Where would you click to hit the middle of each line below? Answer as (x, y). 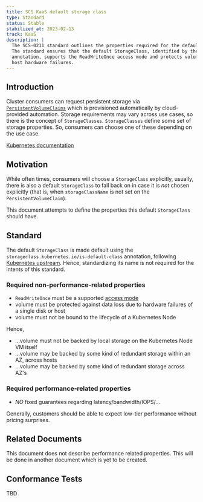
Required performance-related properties (69, 389)
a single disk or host (40, 311)
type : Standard (25, 18)
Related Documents (44, 439)
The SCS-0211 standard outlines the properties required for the (96, 46)
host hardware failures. (43, 62)
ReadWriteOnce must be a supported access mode (77, 298)
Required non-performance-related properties (76, 285)
